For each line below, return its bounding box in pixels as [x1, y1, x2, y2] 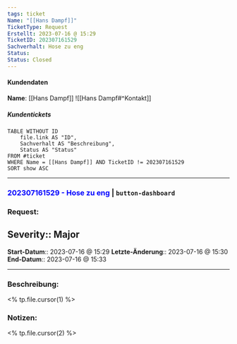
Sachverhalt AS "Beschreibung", [20, 140, 115, 147]
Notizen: [7, 312, 37, 322]
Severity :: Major [7, 229, 80, 241]
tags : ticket [7, 10, 46, 18]
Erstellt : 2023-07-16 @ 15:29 [7, 30, 97, 37]
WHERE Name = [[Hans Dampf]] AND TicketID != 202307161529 [7, 158, 185, 166]
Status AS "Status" [20, 146, 78, 153]
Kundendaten [7, 78, 48, 87]
